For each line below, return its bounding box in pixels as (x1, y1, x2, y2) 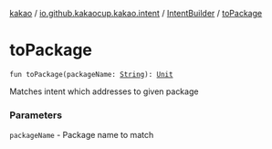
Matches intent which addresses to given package (9, 86, 199, 97)
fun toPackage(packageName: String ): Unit (9, 69, 173, 79)
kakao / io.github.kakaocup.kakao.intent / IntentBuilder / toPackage (9, 8, 263, 18)
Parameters (9, 109, 62, 122)
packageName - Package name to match (9, 130, 154, 141)
